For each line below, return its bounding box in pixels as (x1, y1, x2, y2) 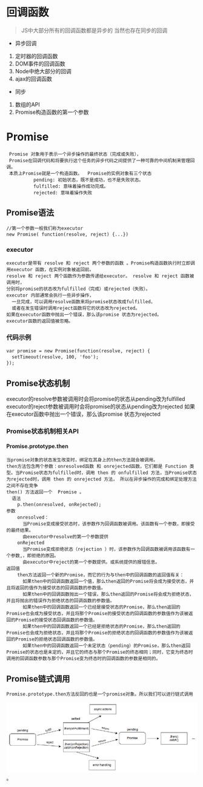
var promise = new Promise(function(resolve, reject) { (6, 348, 150, 354)
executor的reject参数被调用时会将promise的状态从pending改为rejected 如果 (6, 403, 195, 410)
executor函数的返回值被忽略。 (6, 318, 74, 324)
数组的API (15, 100, 41, 108)
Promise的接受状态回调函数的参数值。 (15, 617, 98, 624)
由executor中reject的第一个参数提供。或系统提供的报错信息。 (22, 559, 160, 565)
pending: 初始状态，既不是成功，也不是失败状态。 (33, 177, 144, 183)
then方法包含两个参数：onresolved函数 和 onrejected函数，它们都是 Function (6, 464, 187, 470)
